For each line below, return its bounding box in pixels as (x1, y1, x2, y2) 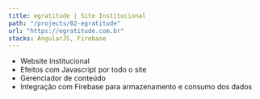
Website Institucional (19, 56, 90, 66)
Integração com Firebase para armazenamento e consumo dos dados (19, 82, 253, 92)
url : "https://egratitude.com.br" (8, 27, 125, 35)
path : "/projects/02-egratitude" (8, 19, 121, 27)
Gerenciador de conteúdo (19, 73, 107, 83)
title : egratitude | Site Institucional (8, 11, 147, 20)
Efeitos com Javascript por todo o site (19, 65, 147, 75)
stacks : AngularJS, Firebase (8, 34, 107, 43)
